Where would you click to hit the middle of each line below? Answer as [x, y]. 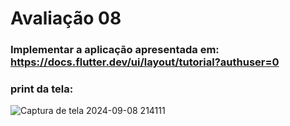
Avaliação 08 [66, 18]
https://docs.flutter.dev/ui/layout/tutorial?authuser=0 [145, 62]
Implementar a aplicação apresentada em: [115, 50]
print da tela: [42, 89]
